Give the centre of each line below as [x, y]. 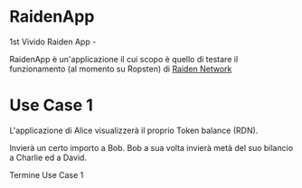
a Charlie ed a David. [48, 157]
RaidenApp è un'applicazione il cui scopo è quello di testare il [124, 59]
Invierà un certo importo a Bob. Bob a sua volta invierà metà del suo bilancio [151, 147]
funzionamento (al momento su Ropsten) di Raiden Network [121, 69]
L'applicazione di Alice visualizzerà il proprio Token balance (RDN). [134, 130]
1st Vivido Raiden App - [53, 42]
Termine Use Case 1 [47, 174]
